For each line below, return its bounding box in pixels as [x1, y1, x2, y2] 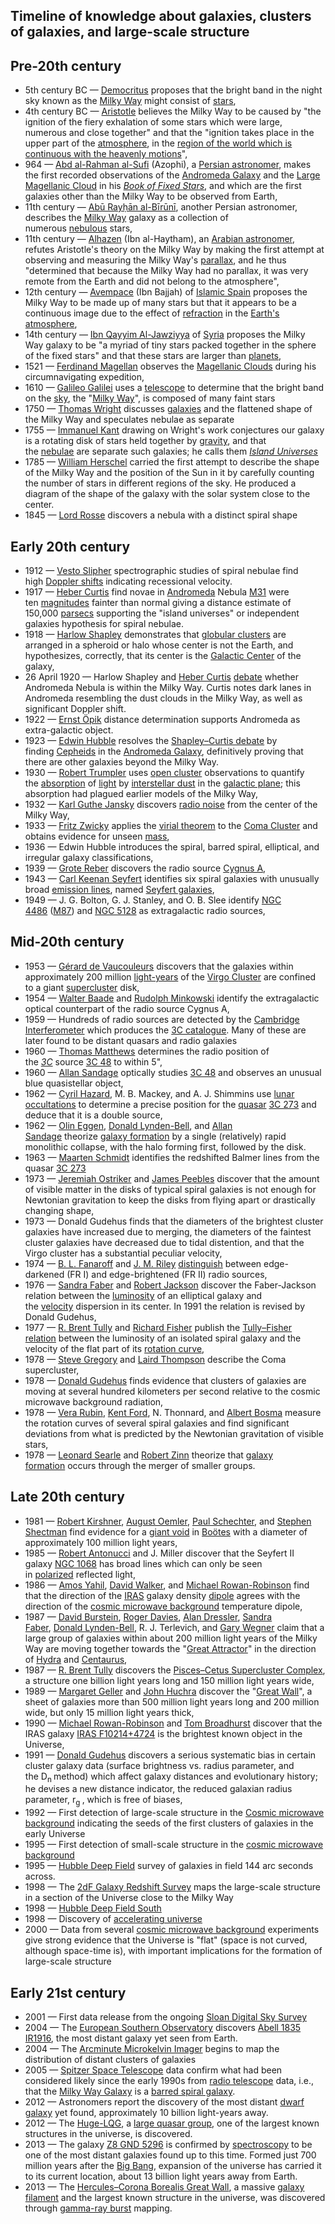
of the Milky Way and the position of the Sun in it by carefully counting [24, 467, 315, 479]
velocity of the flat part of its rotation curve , [24, 1342, 205, 1354]
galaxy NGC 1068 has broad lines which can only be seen [24, 1557, 263, 1569]
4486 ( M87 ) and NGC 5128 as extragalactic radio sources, [24, 905, 266, 917]
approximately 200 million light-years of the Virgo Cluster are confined [24, 970, 317, 983]
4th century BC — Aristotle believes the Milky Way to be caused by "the [24, 105, 322, 118]
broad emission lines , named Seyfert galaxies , [24, 884, 215, 896]
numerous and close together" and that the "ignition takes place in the [24, 127, 315, 139]
